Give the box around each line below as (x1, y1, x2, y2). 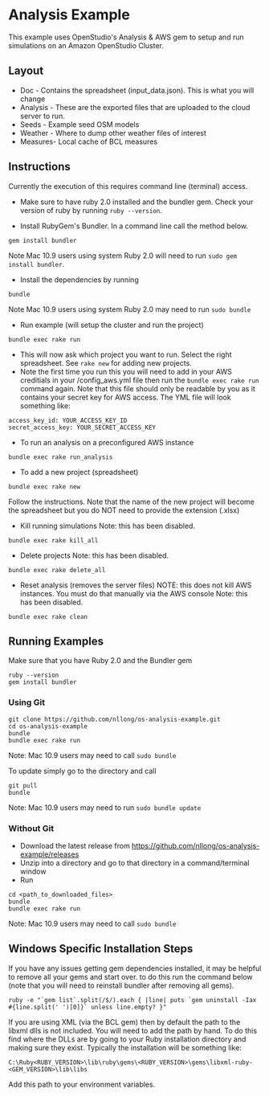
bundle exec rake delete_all (8, 566, 106, 574)
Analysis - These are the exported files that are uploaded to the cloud (19, 102, 251, 112)
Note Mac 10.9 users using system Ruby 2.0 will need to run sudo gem (8, 251, 238, 260)
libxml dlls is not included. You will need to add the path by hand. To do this (8, 1025, 258, 1035)
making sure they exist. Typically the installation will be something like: (8, 1042, 243, 1052)
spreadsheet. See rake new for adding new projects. (19, 358, 193, 367)
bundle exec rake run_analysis (8, 452, 113, 461)
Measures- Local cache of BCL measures (19, 137, 158, 146)
